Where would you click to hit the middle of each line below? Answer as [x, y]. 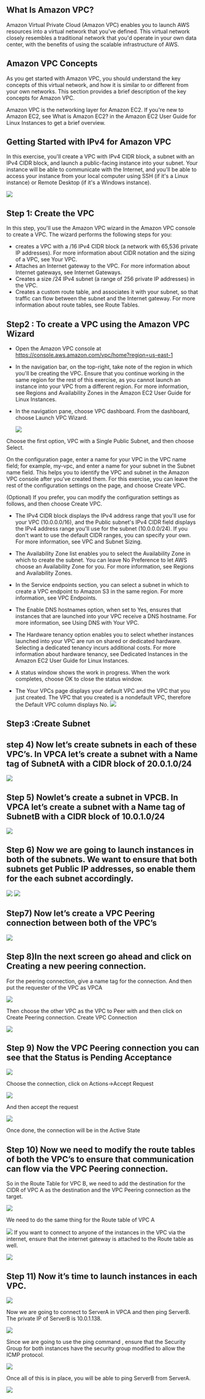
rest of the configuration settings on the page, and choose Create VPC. [96, 485]
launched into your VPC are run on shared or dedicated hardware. [98, 641]
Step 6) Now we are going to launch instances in [100, 850]
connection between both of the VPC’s [82, 923]
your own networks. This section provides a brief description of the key [96, 91]
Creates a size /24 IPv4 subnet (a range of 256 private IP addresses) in [105, 279]
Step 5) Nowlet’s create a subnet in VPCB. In [92, 797]
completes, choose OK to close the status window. [79, 679]
